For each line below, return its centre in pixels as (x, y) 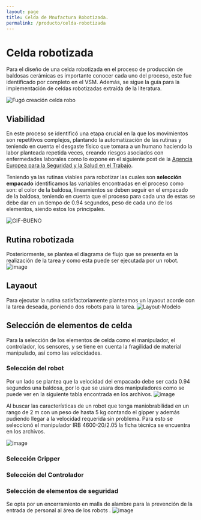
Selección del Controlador (45, 474)
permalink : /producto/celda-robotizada (56, 23)
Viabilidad (25, 119)
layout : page (22, 12)
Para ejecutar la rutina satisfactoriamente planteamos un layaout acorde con (100, 300)
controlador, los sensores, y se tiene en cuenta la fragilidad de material (94, 346)
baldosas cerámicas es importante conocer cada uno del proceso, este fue (99, 76)
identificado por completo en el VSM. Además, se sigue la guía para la (93, 82)
